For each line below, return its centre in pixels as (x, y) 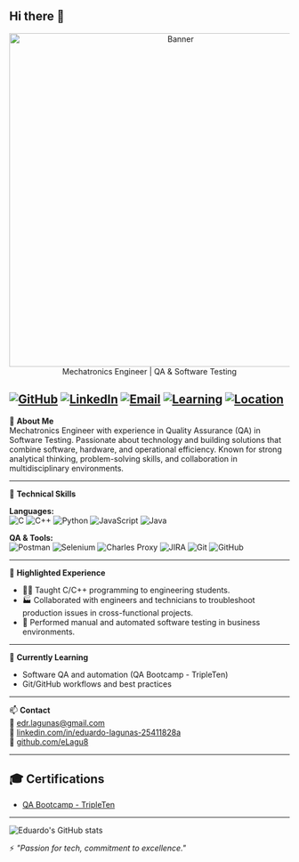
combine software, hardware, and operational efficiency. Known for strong (145, 449)
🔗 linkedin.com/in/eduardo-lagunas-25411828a (95, 732)
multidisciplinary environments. (67, 468)
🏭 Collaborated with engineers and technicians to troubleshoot (138, 600)
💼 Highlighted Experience (57, 572)
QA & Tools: (31, 537)
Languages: (32, 511)
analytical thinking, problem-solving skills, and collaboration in (123, 458)
